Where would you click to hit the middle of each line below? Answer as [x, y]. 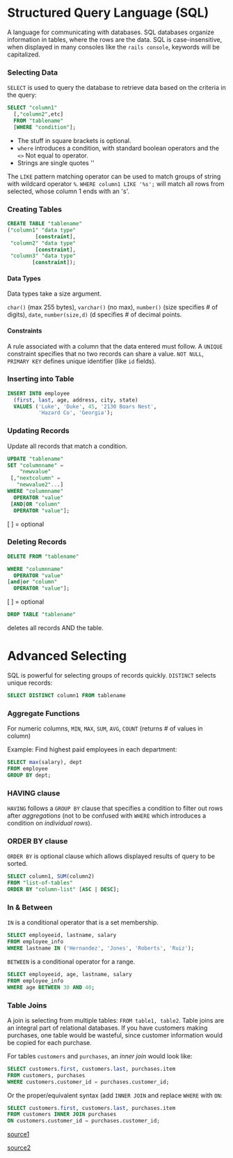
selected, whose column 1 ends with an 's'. [69, 191]
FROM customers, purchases [46, 1075]
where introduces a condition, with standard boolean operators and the [118, 148]
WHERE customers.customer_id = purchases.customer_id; [88, 1082]
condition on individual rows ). [50, 823]
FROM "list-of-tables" [40, 883]
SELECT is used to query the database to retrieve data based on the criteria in [116, 88]
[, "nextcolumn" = [35, 478]
